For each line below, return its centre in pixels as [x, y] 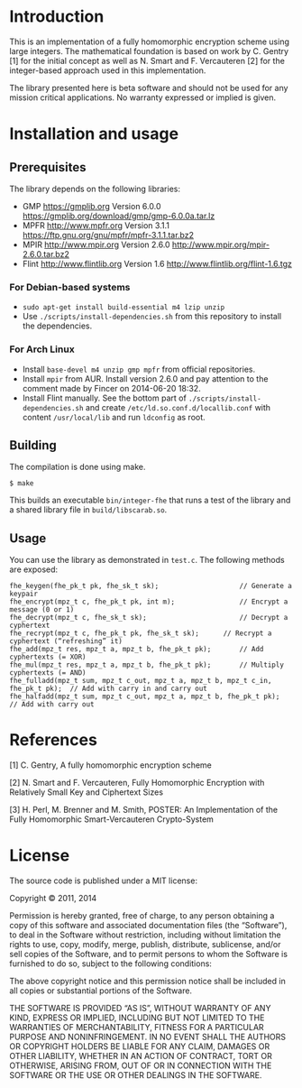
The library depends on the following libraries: [95, 189]
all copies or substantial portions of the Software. [101, 991]
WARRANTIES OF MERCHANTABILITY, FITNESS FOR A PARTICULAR [137, 1028]
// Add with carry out [52, 705]
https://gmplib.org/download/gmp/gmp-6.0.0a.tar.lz [119, 216]
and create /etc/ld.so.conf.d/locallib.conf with [178, 407]
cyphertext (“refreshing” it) [66, 641]
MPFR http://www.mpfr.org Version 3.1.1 [96, 225]
